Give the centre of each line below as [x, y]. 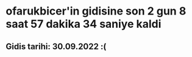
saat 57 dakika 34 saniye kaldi [84, 24]
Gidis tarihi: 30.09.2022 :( [56, 46]
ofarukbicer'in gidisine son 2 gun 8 [96, 11]
